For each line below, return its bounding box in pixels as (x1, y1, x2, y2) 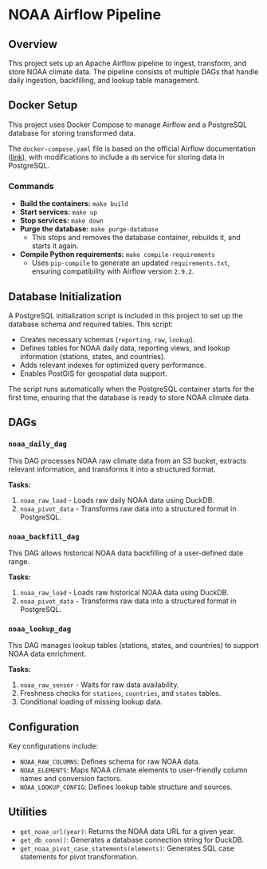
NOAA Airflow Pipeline (8, 6, 162, 24)
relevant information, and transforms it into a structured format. (8, 464, 216, 474)
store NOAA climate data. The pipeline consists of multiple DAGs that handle (8, 67, 259, 77)
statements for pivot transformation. (19, 851, 139, 861)
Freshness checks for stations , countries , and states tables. (19, 689, 222, 698)
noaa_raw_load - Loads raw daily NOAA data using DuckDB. (19, 495, 215, 504)
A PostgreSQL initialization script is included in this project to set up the (8, 310, 243, 320)
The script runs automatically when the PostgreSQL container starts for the (8, 384, 255, 393)
